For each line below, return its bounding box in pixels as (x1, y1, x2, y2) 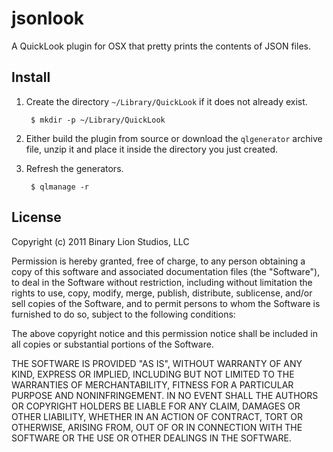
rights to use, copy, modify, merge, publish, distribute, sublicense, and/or (11, 287, 313, 299)
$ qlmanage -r (30, 182, 90, 192)
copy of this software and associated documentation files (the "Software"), (11, 265, 321, 277)
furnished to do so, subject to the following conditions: (11, 308, 236, 320)
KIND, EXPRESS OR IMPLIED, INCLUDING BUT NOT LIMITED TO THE (11, 368, 295, 380)
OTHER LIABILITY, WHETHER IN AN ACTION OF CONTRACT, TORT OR (11, 410, 303, 422)
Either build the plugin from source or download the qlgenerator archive (25, 132, 323, 144)
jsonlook (11, 7, 85, 30)
